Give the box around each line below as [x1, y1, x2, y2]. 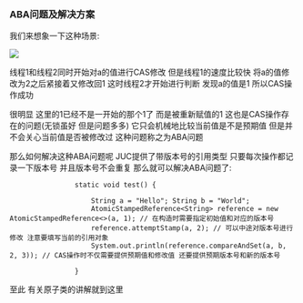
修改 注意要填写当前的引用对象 [9, 234, 109, 243]
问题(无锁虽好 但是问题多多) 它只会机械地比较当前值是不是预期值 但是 [25, 120, 286, 131]
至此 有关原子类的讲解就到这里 [9, 284, 124, 295]
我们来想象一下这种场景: [9, 30, 100, 42]
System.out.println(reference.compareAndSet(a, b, [90, 241, 287, 251]
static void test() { [74, 180, 157, 190]
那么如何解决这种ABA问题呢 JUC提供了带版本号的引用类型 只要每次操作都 [9, 151, 286, 162]
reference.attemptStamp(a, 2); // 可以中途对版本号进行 [90, 224, 294, 233]
